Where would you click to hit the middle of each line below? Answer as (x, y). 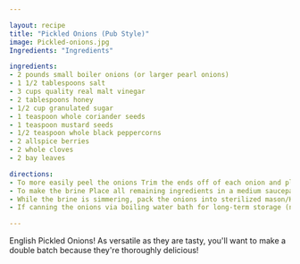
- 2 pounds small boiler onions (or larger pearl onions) (119, 75)
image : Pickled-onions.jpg (59, 42)
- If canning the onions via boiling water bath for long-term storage (145, 208)
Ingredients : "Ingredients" (62, 50)
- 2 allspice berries (50, 141)
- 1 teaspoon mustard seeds (62, 125)
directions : (31, 174)
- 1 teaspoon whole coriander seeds (77, 116)
